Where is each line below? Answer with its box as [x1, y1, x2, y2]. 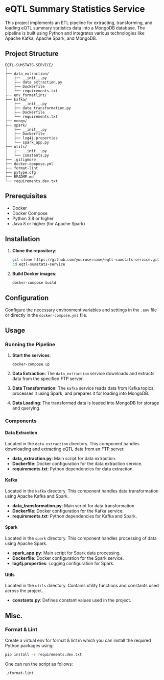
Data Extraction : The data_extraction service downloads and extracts [12, 371, 155, 377]
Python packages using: [5, 642, 54, 649]
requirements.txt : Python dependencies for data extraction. [12, 465, 134, 472]
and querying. [12, 405, 41, 411]
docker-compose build [12, 280, 56, 285]
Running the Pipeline [5, 341, 55, 348]
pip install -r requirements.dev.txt [5, 652, 82, 657]
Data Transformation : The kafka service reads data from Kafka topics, [12, 385, 155, 391]
